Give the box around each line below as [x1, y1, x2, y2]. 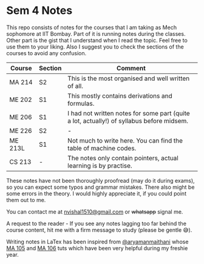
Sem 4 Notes [6, 4, 73, 18]
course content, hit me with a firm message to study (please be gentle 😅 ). [6, 226, 192, 234]
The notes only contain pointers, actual [67, 154, 179, 162]
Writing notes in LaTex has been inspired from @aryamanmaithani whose [6, 238, 189, 245]
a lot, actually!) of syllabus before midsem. [67, 117, 189, 125]
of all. [67, 81, 84, 90]
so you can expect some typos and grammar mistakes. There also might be [6, 183, 195, 191]
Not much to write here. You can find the [67, 136, 183, 144]
